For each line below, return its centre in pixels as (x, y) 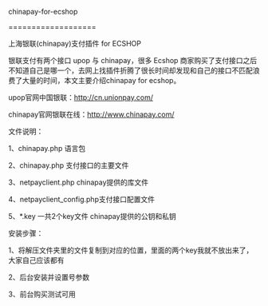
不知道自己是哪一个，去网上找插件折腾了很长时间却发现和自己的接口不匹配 (130, 70)
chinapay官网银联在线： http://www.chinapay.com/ (91, 114)
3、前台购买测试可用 (42, 294)
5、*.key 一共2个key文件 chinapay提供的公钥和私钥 (93, 216)
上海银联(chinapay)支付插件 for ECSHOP (75, 44)
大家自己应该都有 (36, 260)
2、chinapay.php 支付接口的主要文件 (69, 165)
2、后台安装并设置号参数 (49, 277)
